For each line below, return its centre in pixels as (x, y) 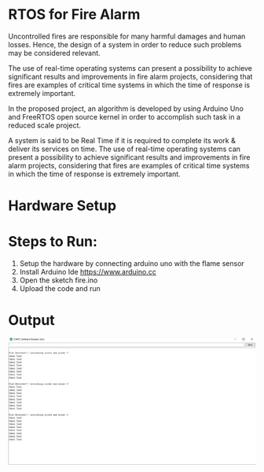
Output (31, 321)
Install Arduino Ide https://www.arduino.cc (88, 272)
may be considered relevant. (54, 53)
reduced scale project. (44, 125)
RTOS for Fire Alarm (74, 15)
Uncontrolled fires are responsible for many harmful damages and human (127, 36)
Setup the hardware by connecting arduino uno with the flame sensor (132, 264)
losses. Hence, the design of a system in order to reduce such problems (125, 44)
